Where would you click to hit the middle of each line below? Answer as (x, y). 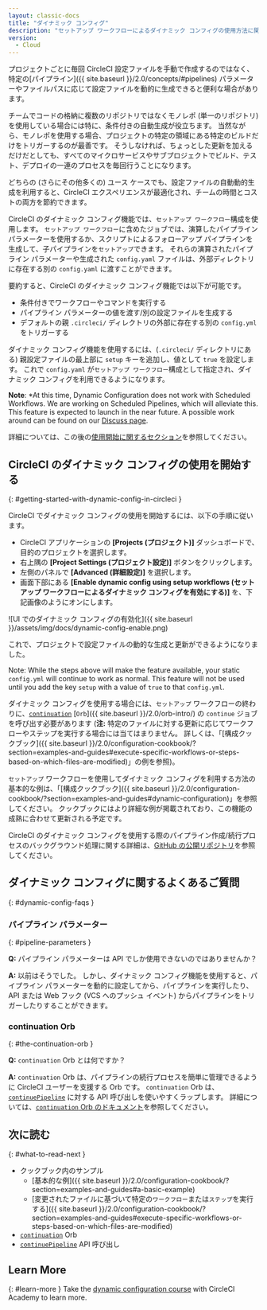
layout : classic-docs (44, 16)
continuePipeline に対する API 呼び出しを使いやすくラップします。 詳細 (126, 1097)
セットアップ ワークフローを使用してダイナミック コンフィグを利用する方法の (132, 778)
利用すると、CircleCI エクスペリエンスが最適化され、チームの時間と (133, 193)
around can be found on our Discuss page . (78, 421)
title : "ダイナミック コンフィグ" (58, 23)
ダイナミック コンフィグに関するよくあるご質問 (124, 883)
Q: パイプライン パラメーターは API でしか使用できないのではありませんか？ (133, 959)
